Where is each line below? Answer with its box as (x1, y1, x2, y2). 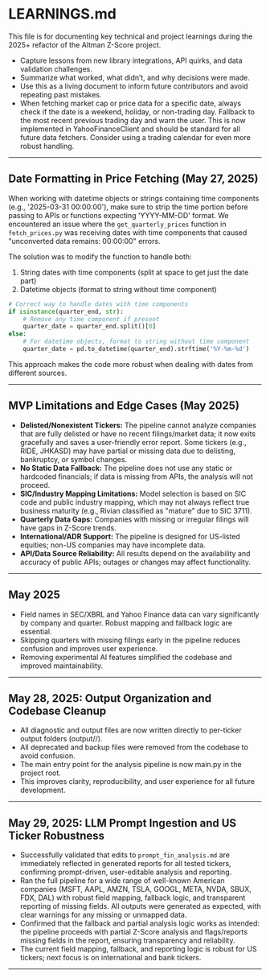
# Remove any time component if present (22, 315, 160, 323)
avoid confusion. (19, 751, 76, 761)
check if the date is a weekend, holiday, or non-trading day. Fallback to (19, 106, 256, 117)
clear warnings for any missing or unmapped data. (19, 910, 187, 920)
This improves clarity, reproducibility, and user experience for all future (19, 777, 256, 786)
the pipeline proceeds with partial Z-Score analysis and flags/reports (19, 927, 247, 937)
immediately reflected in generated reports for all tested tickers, (19, 859, 231, 869)
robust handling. (19, 141, 75, 151)
